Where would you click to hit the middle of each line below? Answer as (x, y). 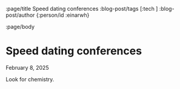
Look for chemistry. (30, 79)
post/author (20, 15)
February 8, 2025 (27, 67)
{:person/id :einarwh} (63, 15)
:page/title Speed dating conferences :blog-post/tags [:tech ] (82, 9)
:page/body (20, 27)
